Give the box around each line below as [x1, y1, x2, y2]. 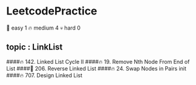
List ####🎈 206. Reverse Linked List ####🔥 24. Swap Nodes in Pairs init [6, 65, 186, 72]
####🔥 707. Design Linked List [6, 71, 83, 79]
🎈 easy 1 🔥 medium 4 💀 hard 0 [6, 24, 80, 31]
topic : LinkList [6, 42, 63, 52]
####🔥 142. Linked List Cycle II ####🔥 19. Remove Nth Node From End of [6, 58, 190, 65]
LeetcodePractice [6, 4, 98, 18]
